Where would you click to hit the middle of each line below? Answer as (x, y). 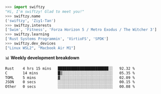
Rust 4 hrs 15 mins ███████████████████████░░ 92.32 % (70, 69)
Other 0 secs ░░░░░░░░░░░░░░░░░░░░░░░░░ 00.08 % (70, 87)
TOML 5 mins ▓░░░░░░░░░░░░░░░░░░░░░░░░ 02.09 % (70, 78)
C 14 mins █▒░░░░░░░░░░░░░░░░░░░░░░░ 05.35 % (70, 73)
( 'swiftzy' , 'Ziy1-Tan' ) (30, 21)
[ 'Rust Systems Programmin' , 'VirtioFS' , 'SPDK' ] (57, 39)
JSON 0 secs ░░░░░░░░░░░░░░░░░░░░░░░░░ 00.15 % (70, 82)
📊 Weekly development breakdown (42, 58)
